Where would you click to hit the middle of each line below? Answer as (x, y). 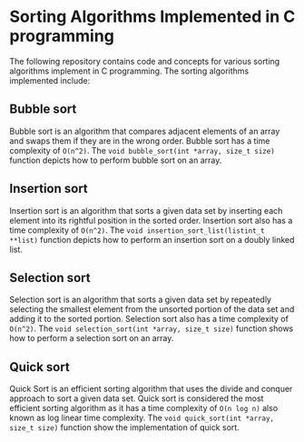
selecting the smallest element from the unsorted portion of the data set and (152, 309)
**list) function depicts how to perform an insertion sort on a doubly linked (152, 239)
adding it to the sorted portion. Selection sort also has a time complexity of (149, 319)
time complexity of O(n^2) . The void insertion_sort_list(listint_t (137, 230)
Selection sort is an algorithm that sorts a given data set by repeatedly (141, 300)
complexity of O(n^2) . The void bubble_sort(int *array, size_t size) (142, 150)
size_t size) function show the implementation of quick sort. (125, 427)
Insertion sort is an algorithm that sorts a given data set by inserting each (146, 210)
